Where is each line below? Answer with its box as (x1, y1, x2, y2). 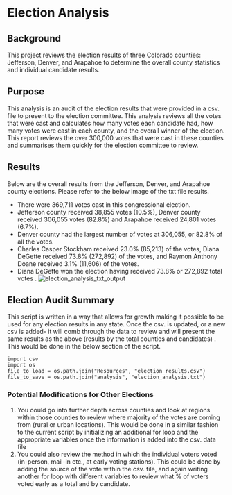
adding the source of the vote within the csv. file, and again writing (17, 464, 208, 473)
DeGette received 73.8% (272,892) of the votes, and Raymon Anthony (17, 252, 218, 260)
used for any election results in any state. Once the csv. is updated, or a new (7, 320, 226, 328)
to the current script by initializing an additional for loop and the (17, 428, 199, 436)
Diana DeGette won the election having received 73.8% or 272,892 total (17, 267, 223, 275)
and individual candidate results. (7, 66, 100, 74)
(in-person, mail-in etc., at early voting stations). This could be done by (17, 457, 221, 466)
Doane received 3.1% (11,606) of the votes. (17, 259, 140, 268)
